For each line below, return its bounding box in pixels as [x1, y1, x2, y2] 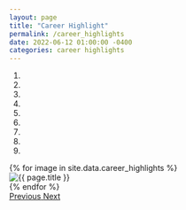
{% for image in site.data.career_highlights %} [9, 163, 178, 174]
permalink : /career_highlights [9, 29, 125, 38]
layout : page [9, 12, 58, 22]
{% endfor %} [9, 182, 60, 192]
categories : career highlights [9, 46, 125, 55]
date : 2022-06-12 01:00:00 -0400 [9, 37, 133, 47]
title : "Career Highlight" [9, 21, 109, 30]
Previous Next [9, 191, 61, 202]
